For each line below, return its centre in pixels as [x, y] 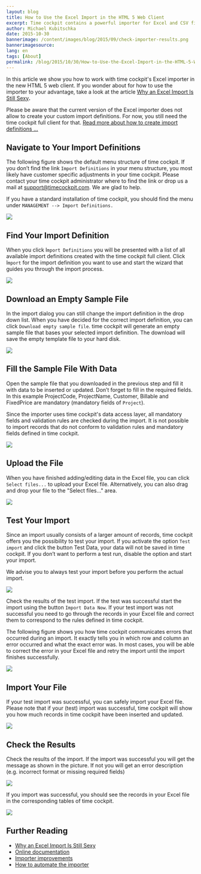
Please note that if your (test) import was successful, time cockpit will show [99, 708]
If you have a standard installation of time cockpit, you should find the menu [100, 199]
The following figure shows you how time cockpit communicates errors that [99, 632]
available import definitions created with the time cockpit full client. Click [96, 256]
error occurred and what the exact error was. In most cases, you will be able [100, 645]
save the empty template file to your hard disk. [63, 338]
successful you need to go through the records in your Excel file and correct [100, 614]
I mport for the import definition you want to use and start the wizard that [95, 263]
